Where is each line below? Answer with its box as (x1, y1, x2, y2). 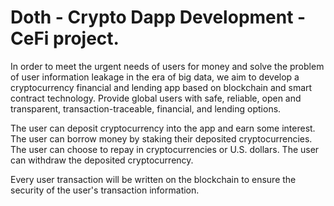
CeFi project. (10, 27, 120, 50)
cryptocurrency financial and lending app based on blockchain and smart (10, 81, 313, 93)
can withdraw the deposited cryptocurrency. (10, 154, 194, 166)
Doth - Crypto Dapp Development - (10, 6, 307, 29)
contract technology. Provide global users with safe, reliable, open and (10, 92, 302, 104)
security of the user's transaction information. (10, 184, 200, 196)
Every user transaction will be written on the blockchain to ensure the (10, 173, 297, 185)
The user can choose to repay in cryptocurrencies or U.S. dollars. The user (10, 143, 320, 155)
